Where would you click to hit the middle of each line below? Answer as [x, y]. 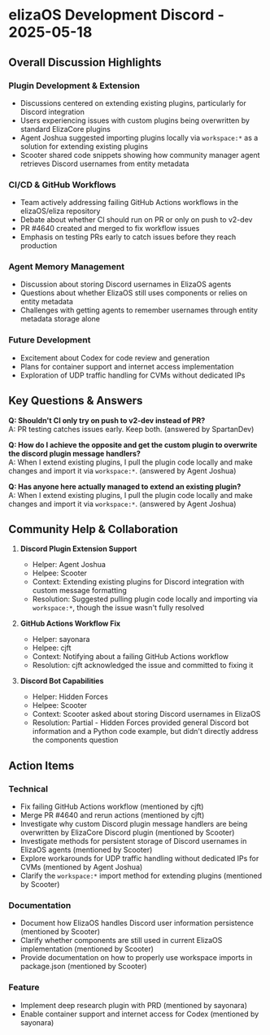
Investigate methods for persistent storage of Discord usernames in [133, 841]
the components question [75, 740]
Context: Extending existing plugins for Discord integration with [138, 582]
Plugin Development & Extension [74, 85]
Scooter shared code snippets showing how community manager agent [140, 155]
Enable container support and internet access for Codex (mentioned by [139, 1014]
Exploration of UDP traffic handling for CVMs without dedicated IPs [133, 375]
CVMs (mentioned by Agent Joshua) [81, 867]
